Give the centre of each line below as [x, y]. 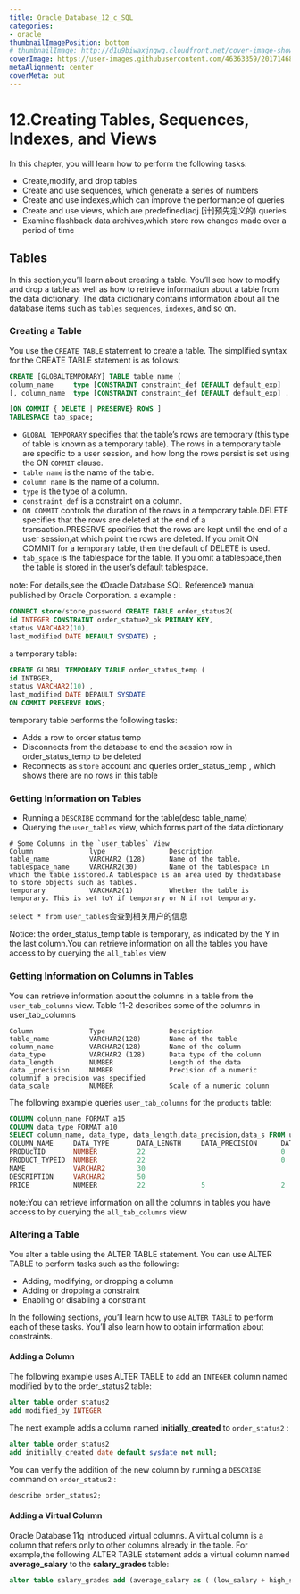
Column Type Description [112, 1031]
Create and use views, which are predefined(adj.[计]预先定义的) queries [154, 210]
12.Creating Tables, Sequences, [129, 119]
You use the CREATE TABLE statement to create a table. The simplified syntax [148, 350]
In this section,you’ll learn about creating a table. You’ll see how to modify [145, 280]
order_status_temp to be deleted [82, 756]
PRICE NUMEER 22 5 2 [147, 1185]
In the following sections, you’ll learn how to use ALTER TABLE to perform [142, 1317]
